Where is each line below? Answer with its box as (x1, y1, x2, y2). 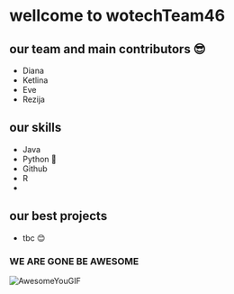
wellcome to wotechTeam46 (9, 5, 226, 26)
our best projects (9, 208, 108, 224)
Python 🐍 (22, 153, 57, 164)
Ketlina (22, 75, 49, 86)
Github (22, 163, 48, 174)
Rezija (22, 94, 45, 105)
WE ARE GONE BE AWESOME (9, 254, 139, 267)
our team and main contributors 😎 (9, 41, 206, 57)
